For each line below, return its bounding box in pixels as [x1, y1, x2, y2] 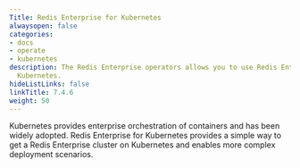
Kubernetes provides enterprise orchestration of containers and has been [9, 121, 280, 131]
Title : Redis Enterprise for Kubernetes [9, 13, 162, 22]
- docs [9, 38, 34, 47]
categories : [9, 29, 54, 38]
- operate [9, 46, 46, 55]
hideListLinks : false [9, 80, 90, 88]
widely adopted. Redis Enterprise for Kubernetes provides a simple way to [9, 130, 282, 141]
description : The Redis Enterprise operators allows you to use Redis [9, 63, 278, 72]
